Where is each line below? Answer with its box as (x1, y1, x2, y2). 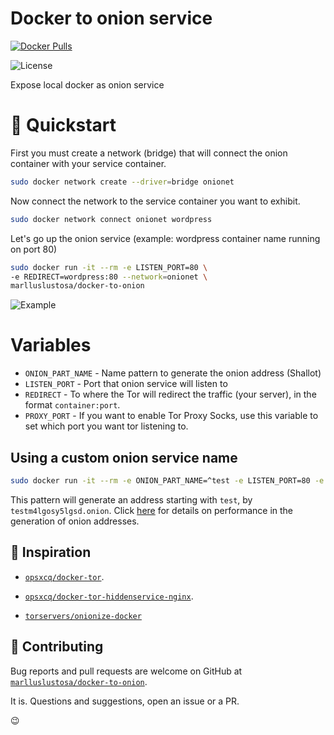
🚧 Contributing (10, 638, 104, 656)
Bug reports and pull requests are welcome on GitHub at (10, 665, 243, 677)
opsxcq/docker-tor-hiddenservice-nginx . (24, 590, 194, 602)
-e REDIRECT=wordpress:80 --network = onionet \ (10, 272, 208, 282)
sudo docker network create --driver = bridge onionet (10, 177, 235, 187)
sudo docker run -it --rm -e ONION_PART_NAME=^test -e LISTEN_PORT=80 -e (10, 476, 325, 486)
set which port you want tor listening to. (24, 420, 189, 432)
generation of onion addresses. (10, 515, 140, 527)
